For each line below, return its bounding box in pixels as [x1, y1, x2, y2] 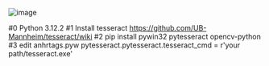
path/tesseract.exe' [8, 49, 73, 58]
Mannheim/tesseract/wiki [8, 32, 93, 41]
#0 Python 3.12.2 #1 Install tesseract [8, 23, 128, 32]
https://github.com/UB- [129, 23, 207, 32]
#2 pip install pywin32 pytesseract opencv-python [93, 32, 262, 41]
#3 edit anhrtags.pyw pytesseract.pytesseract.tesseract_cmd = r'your [8, 40, 241, 50]
